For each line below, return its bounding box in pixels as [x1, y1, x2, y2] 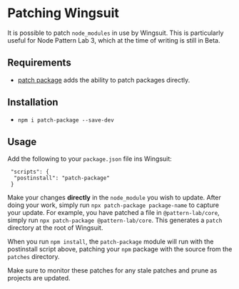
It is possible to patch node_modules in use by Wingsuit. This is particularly [7, 28, 224, 37]
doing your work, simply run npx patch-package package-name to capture [7, 201, 220, 209]
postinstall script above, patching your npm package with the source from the [7, 245, 233, 253]
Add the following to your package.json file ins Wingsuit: [7, 154, 173, 163]
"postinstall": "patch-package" [14, 174, 111, 182]
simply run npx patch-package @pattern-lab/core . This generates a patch [7, 216, 223, 225]
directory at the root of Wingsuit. [7, 224, 103, 232]
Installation [7, 96, 59, 108]
